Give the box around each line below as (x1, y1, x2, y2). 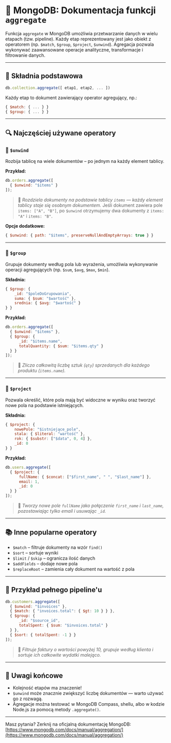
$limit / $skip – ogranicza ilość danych (12, 555, 96, 561)
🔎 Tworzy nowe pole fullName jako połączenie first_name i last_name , (17, 502, 164, 509)
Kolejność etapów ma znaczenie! (12, 685, 82, 691)
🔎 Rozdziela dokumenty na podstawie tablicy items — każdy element (17, 197, 163, 203)
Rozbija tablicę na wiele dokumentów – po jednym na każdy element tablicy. (5, 158, 164, 164)
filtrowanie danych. (5, 52, 46, 58)
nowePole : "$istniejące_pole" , (14, 426, 81, 432)
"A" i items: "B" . (17, 213, 53, 219)
